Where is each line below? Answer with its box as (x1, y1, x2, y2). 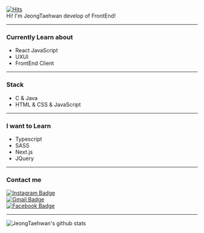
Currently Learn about (6, 33, 73, 41)
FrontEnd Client (15, 59, 55, 67)
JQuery (15, 155, 35, 162)
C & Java (15, 94, 38, 101)
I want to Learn (6, 121, 52, 130)
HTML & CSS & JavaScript (15, 101, 81, 108)
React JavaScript (15, 47, 58, 54)
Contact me (6, 175, 42, 184)
